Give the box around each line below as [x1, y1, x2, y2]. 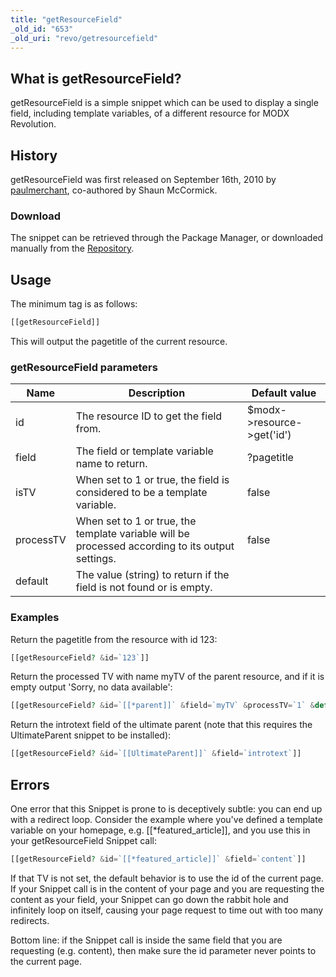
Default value [251, 386, 317, 400]
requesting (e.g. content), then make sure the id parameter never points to [10, 944, 317, 956]
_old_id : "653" [10, 24, 74, 34]
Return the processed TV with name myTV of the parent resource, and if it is [10, 671, 325, 683]
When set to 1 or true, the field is [75, 473, 230, 487]
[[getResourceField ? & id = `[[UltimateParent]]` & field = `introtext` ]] [10, 749, 302, 759]
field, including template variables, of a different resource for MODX [10, 107, 290, 120]
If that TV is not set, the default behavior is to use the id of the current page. [10, 872, 324, 884]
